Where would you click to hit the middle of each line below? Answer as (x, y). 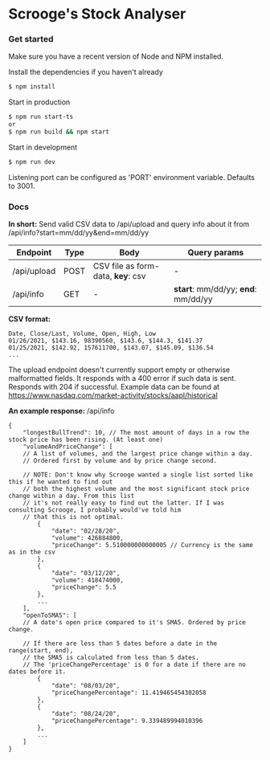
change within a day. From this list (72, 496)
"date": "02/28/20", (86, 531)
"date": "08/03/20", (86, 686)
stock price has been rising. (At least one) (86, 440)
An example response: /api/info (61, 411)
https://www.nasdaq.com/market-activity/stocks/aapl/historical (113, 395)
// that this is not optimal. (74, 517)
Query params (216, 252)
